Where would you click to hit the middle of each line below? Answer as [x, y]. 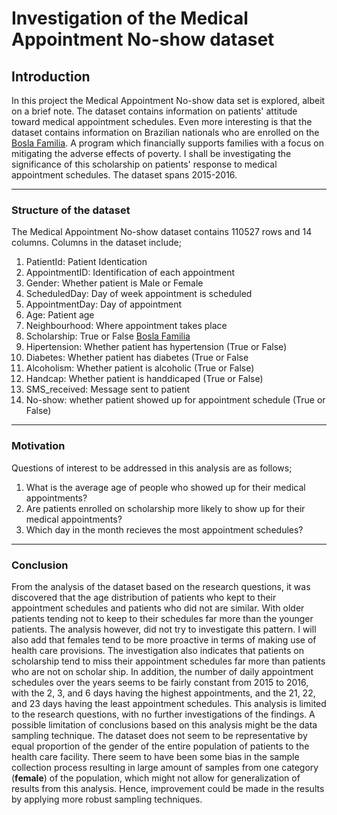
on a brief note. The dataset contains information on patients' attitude [154, 111]
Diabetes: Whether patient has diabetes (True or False [137, 358]
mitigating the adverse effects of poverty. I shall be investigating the [151, 153]
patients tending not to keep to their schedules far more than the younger [162, 618]
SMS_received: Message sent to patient [108, 389]
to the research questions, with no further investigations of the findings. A [163, 714]
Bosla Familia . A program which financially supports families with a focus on [168, 143]
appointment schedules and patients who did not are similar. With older [158, 608]
